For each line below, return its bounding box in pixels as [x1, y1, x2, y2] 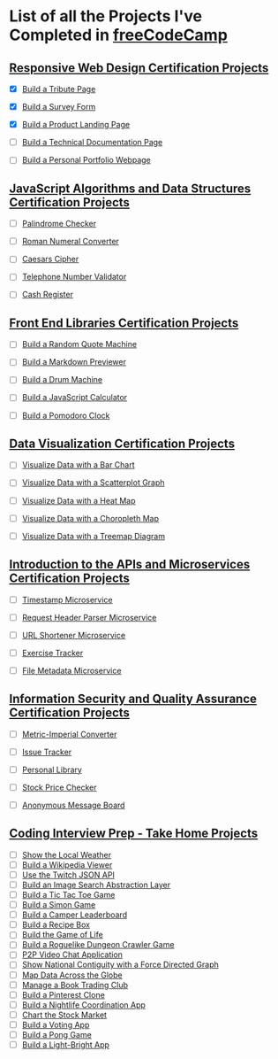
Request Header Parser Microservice [21, 612, 157, 622]
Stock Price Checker [21, 782, 97, 792]
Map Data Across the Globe [21, 970, 123, 980]
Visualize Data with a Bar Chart [21, 460, 135, 470]
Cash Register [21, 290, 73, 300]
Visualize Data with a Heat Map [21, 495, 136, 506]
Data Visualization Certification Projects [9, 436, 236, 451]
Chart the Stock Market [21, 1009, 108, 1020]
